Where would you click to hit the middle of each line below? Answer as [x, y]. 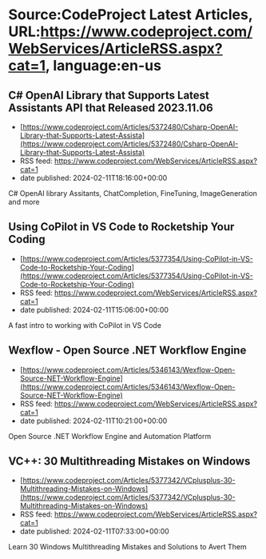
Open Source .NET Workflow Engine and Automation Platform [110, 436]
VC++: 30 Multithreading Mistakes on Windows [129, 461]
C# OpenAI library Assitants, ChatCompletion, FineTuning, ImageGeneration [133, 193]
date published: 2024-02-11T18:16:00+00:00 [93, 178]
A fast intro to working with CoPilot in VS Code [85, 325]
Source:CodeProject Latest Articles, [131, 15]
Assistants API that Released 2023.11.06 [111, 108]
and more [24, 202]
